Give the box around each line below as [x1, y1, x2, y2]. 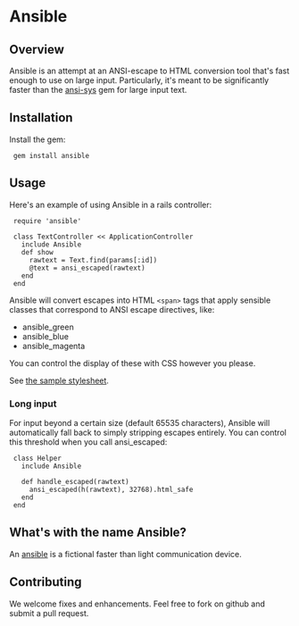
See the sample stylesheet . [9, 375, 110, 386]
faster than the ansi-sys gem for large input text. [9, 85, 187, 95]
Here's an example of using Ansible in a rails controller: [9, 199, 212, 210]
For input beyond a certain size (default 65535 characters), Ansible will [9, 417, 270, 428]
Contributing [9, 574, 82, 590]
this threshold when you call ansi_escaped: [9, 436, 168, 447]
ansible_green [21, 321, 74, 332]
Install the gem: [9, 134, 66, 145]
